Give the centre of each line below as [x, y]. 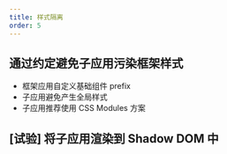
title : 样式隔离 [36, 17]
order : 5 [25, 26]
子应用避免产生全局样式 [64, 97]
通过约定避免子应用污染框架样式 [96, 63]
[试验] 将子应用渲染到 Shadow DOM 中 [114, 139]
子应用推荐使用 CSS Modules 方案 [83, 108]
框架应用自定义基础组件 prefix [76, 86]
